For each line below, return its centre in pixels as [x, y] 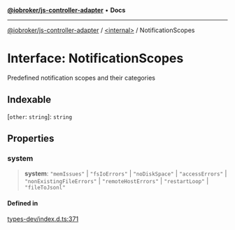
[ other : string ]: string [40, 116]
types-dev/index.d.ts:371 [43, 219]
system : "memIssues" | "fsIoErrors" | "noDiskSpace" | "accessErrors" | [126, 173]
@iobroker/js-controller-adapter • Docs [66, 10]
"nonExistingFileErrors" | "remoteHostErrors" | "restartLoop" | [116, 181]
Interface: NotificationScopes [95, 58]
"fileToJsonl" [45, 188]
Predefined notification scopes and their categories [81, 78]
